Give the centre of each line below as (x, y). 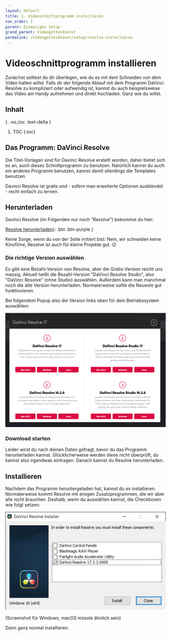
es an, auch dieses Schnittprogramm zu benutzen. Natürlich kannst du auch (85, 165)
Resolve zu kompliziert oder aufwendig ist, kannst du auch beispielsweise (83, 88)
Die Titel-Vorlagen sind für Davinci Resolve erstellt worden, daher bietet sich (85, 160)
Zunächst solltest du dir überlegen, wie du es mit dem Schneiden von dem (83, 77)
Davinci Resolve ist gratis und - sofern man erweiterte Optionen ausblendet (84, 186)
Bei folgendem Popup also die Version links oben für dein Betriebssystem (82, 300)
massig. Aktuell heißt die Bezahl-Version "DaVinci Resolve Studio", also (80, 274)
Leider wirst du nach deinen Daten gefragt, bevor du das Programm (76, 449)
